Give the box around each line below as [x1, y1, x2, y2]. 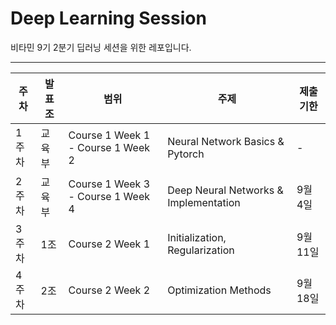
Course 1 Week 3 [68, 177, 151, 191]
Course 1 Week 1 [68, 128, 151, 142]
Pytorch [167, 147, 205, 161]
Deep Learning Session [10, 7, 207, 30]
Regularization [167, 243, 235, 257]
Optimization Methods [167, 283, 272, 297]
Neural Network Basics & [167, 134, 285, 148]
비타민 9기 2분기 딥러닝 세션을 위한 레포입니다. [10, 41, 192, 53]
